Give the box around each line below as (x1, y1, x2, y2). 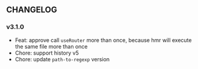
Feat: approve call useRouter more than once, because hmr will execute (14, 36, 192, 44)
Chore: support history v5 (14, 49, 79, 56)
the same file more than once (14, 43, 88, 50)
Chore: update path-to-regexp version (14, 55, 110, 62)
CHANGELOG (6, 5, 57, 15)
